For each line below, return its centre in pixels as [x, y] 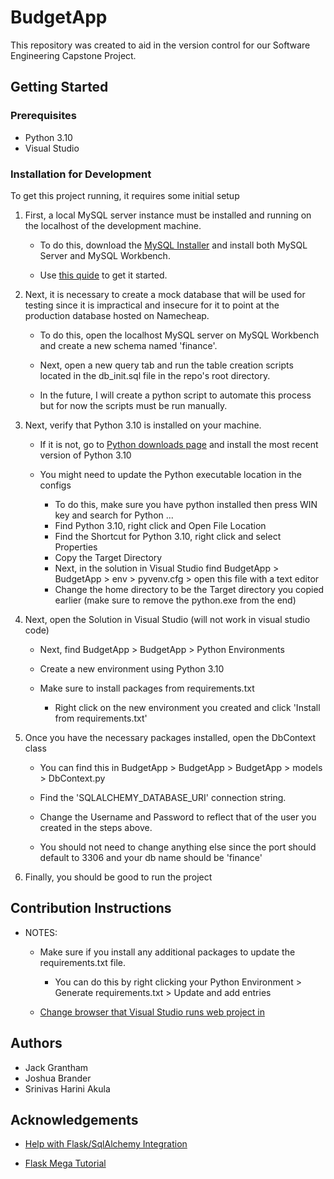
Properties [76, 547]
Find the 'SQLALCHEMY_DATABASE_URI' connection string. [163, 797]
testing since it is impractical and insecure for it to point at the [152, 305]
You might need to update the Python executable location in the [170, 474]
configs [55, 485]
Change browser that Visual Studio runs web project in [152, 1012]
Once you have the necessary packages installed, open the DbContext [170, 737]
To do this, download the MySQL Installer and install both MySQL [173, 245]
